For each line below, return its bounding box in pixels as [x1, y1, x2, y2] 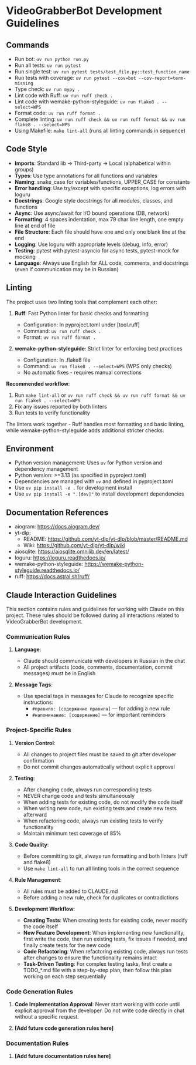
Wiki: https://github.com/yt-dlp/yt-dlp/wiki [23, 542, 126, 549]
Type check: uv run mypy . [14, 86, 80, 92]
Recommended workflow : [6, 380, 70, 387]
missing [14, 80, 33, 86]
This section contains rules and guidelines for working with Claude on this [6, 606, 184, 613]
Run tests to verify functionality [14, 409, 91, 416]
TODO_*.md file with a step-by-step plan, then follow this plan [23, 966, 172, 973]
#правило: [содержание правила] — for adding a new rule [32, 705, 171, 712]
